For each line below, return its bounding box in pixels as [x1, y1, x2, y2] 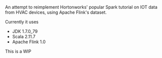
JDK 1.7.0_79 [12, 29, 38, 34]
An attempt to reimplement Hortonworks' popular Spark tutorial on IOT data [5, 4, 158, 10]
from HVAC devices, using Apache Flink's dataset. [5, 9, 107, 15]
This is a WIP [5, 49, 32, 54]
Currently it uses [5, 19, 39, 25]
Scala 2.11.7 [12, 34, 36, 39]
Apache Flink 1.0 [12, 39, 46, 45]
